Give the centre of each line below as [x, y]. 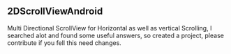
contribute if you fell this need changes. [65, 43]
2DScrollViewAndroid [55, 11]
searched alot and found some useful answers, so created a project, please [116, 35]
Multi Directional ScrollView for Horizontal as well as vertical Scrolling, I [110, 28]
